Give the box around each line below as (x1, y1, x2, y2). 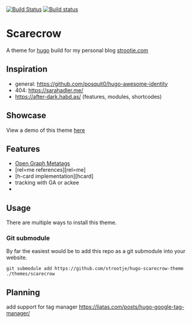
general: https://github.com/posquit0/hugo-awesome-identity (14, 80, 168, 87)
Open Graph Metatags (14, 160, 70, 167)
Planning (6, 287, 40, 298)
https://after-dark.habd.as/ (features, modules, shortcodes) (14, 93, 162, 100)
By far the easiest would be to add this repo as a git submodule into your (6, 248, 186, 255)
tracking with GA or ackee (14, 179, 79, 186)
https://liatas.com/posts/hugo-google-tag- (79, 303, 185, 310)
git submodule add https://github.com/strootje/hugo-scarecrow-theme (6, 266, 184, 272)
